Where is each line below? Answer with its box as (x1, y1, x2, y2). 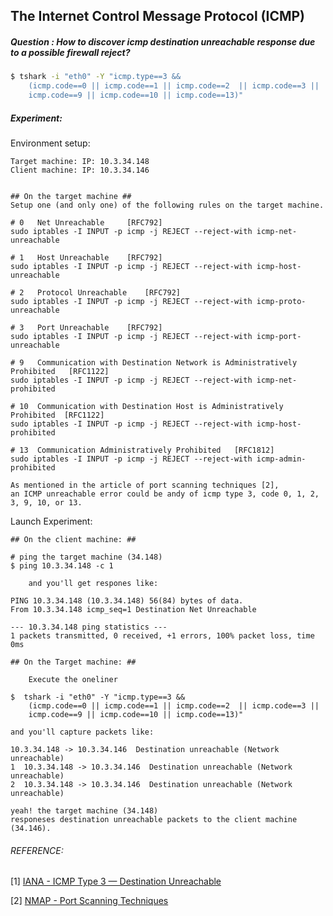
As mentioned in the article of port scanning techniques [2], (10, 480, 280, 490)
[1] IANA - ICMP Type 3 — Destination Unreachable (10, 875, 222, 888)
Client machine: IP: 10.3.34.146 (10, 165, 150, 175)
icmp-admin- (256, 454, 307, 464)
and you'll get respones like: (28, 578, 159, 588)
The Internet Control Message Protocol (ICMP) (10, 8, 306, 25)
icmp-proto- (256, 296, 307, 306)
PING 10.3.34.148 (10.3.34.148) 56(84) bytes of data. (10, 595, 244, 606)
